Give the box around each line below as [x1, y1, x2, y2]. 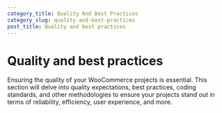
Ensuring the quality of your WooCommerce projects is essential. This [7, 76, 207, 84]
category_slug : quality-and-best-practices [7, 17, 136, 24]
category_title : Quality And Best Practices [7, 10, 138, 17]
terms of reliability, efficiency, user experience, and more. [7, 98, 173, 106]
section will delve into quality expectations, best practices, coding [7, 83, 196, 92]
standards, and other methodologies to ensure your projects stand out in [7, 91, 216, 99]
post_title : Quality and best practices [7, 23, 127, 30]
